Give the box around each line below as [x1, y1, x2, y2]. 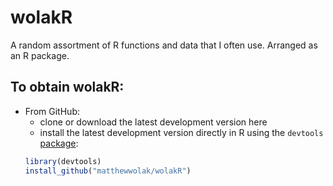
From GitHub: [24, 105, 80, 117]
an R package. [10, 49, 70, 61]
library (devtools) [24, 156, 102, 166]
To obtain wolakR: [10, 79, 125, 96]
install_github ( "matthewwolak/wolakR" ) [24, 166, 192, 176]
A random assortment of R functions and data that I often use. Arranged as [10, 39, 318, 51]
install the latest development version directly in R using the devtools [39, 126, 324, 138]
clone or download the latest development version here [39, 116, 268, 128]
